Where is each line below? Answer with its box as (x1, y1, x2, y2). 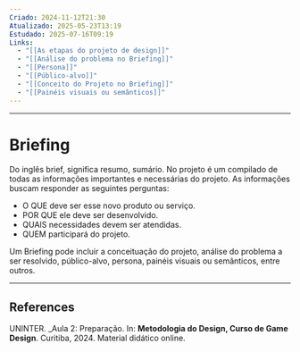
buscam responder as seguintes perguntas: (9, 183, 170, 194)
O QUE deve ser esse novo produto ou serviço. (21, 200, 196, 211)
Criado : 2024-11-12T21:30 (9, 13, 105, 22)
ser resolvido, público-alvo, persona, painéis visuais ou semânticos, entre (9, 256, 280, 266)
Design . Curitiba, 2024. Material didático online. (9, 332, 186, 344)
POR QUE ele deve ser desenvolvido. (21, 210, 159, 221)
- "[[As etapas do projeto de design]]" (17, 46, 170, 55)
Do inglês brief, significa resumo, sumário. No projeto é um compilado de (9, 164, 279, 175)
